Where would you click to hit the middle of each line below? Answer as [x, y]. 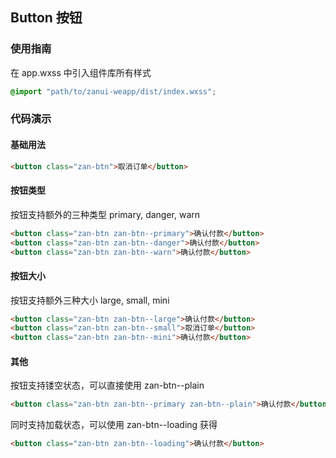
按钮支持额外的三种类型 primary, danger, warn [105, 214]
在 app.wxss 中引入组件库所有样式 [81, 72]
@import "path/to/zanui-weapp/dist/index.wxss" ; [113, 91]
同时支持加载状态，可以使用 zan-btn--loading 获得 [114, 425]
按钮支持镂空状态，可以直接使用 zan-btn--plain [107, 385]
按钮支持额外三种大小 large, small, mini [90, 300]
